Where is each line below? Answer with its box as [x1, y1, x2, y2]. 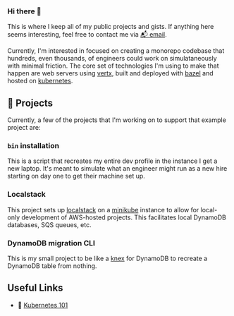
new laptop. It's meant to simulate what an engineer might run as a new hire [7, 164, 228, 173]
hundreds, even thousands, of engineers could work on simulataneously [7, 54, 217, 63]
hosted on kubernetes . [7, 77, 73, 85]
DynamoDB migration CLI [7, 238, 95, 248]
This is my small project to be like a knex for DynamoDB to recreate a [7, 254, 208, 262]
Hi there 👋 [7, 6, 42, 16]
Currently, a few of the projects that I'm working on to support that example [7, 116, 227, 124]
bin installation [7, 141, 60, 151]
